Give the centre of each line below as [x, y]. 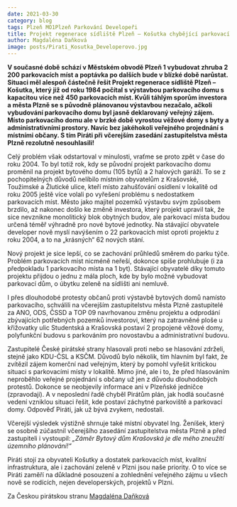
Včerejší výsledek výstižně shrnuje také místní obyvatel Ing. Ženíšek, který [116, 423]
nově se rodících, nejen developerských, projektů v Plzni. [91, 482]
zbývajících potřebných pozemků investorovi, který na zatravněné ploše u [115, 320]
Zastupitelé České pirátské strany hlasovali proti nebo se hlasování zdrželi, [116, 349]
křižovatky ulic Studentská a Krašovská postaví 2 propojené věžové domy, [116, 327]
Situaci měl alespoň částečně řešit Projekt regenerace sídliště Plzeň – [112, 82]
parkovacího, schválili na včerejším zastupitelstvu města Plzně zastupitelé [115, 305]
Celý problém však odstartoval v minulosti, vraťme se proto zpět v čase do [116, 156]
